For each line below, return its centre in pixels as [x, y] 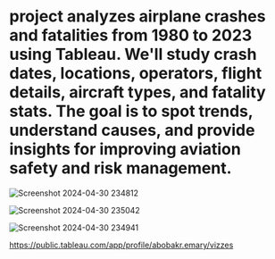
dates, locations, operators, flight [136, 74]
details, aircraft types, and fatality [137, 92]
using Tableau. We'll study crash [133, 54]
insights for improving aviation [125, 150]
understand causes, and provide [132, 130]
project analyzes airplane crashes [137, 17]
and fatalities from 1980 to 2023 [131, 35]
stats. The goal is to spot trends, [131, 111]
